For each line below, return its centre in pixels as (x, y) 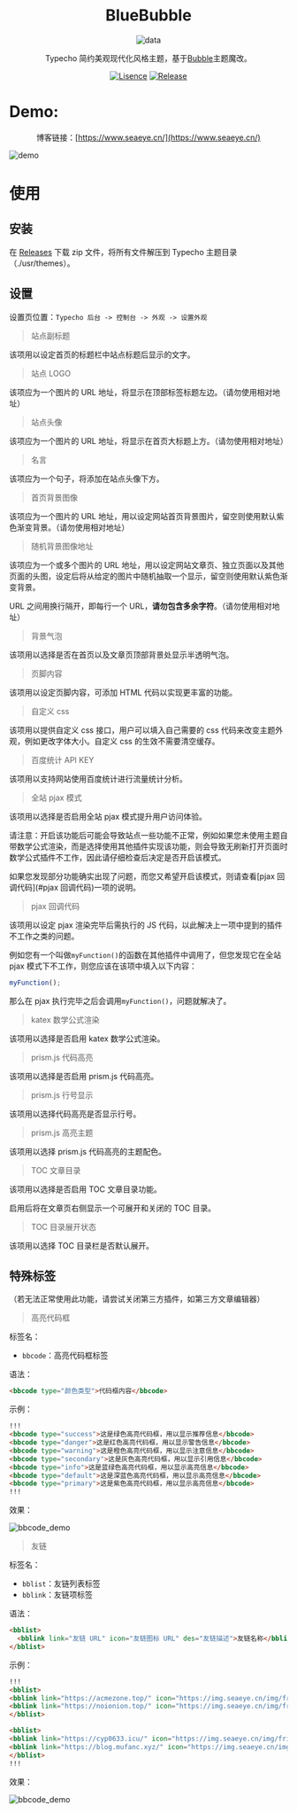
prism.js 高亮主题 (62, 1132)
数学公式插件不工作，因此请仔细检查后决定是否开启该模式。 (118, 857)
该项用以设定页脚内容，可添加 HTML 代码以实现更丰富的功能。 (123, 692)
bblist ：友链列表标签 (61, 1583)
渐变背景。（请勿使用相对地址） (73, 527)
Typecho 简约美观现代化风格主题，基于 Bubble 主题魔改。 (148, 58)
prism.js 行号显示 (62, 1094)
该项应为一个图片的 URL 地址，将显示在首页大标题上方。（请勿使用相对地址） (149, 440)
